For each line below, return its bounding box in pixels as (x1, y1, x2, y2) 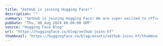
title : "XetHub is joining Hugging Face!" (5, 7, 92, 12)
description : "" (5, 11, 38, 16)
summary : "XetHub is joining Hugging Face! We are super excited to (5, 16, 147, 21)
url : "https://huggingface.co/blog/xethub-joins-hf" (5, 29, 114, 34)
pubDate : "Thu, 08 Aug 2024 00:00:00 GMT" (5, 20, 92, 25)
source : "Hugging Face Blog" (5, 25, 64, 30)
